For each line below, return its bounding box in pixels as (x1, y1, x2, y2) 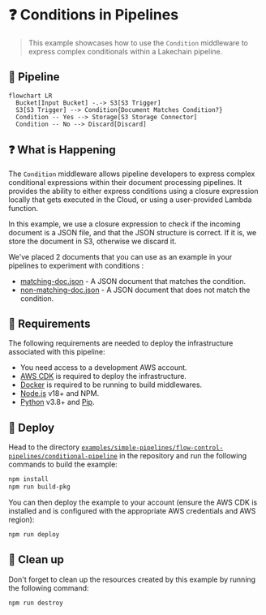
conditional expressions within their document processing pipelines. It (8, 177, 242, 187)
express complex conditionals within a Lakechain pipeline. (28, 46, 223, 56)
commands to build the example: (8, 459, 118, 470)
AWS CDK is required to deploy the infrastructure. (19, 372, 187, 381)
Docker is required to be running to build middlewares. (19, 380, 203, 389)
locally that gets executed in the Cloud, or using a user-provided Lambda (8, 195, 252, 204)
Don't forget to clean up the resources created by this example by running (8, 574, 256, 584)
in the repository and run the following (118, 451, 247, 461)
